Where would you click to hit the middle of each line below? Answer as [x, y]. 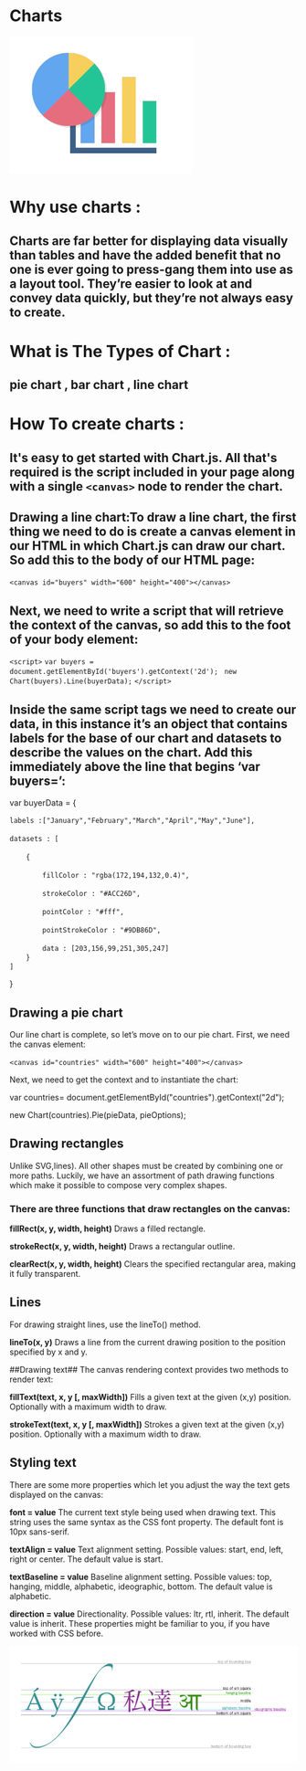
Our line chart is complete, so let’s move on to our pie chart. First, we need [150, 1034]
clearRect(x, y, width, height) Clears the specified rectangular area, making [153, 1264]
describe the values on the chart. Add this [131, 752]
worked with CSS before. [57, 1633]
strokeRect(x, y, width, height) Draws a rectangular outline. [122, 1247]
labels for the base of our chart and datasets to [146, 738]
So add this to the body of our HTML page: [132, 560]
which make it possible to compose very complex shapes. [118, 1185]
